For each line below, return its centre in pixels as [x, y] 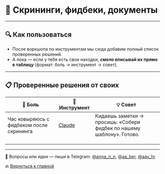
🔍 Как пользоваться [39, 35]
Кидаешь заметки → [119, 116]
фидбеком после [28, 125]
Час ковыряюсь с [29, 119]
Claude [67, 125]
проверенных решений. [37, 54]
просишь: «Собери [118, 122]
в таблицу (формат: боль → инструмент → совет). [65, 64]
